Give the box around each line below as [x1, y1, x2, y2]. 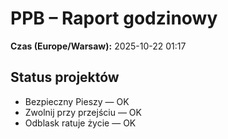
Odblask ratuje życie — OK [24, 117, 137, 129]
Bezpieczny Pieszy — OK [24, 95, 130, 107]
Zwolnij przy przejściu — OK [24, 106, 142, 118]
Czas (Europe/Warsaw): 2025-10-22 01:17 [10, 40, 187, 52]
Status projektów [10, 69, 120, 86]
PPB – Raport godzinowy [10, 7, 218, 30]
